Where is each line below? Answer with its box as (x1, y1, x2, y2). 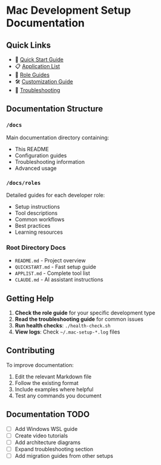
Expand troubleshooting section (14, 445, 94, 452)
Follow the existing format (14, 379, 79, 386)
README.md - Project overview (14, 257, 86, 264)
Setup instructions (14, 203, 60, 210)
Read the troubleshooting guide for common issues (14, 316, 144, 323)
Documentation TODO (6, 409, 90, 420)
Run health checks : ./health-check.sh (14, 322, 111, 329)
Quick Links (6, 40, 51, 50)
